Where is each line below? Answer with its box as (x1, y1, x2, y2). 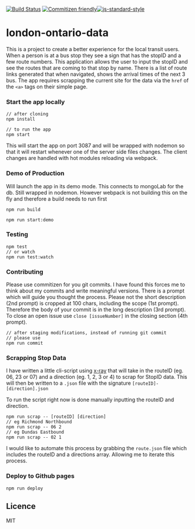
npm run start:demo (6, 217, 54, 223)
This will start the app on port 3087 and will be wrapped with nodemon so (6, 142, 185, 149)
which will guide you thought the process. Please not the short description (6, 294, 186, 301)
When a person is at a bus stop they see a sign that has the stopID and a (6, 52, 181, 59)
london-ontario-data (6, 26, 109, 39)
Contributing (6, 268, 43, 276)
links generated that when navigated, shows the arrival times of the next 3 (6, 71, 186, 78)
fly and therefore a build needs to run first (6, 195, 107, 202)
